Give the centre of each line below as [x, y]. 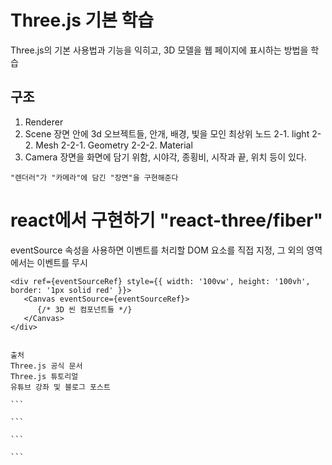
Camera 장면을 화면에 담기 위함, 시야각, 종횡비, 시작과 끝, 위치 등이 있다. [165, 157]
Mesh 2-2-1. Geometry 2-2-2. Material [114, 145]
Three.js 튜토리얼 [44, 376]
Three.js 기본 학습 [82, 20]
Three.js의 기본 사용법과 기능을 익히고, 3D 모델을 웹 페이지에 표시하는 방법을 [159, 50]
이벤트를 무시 [62, 262]
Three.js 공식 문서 [46, 366]
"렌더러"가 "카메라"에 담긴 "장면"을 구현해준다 [94, 177]
